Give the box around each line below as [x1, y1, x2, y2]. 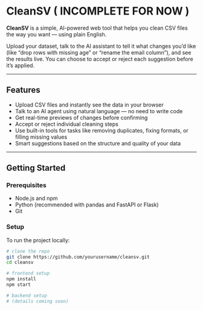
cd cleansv [6, 259, 34, 266]
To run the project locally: [6, 236, 70, 243]
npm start [6, 282, 31, 288]
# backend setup [6, 292, 47, 298]
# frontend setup [6, 271, 50, 277]
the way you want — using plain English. [6, 30, 107, 38]
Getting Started [6, 163, 66, 173]
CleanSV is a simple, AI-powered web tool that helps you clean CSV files [6, 24, 188, 31]
